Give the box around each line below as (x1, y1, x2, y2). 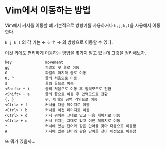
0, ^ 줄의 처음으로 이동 (5, 76, 77, 81)
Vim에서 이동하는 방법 (5, 5, 91, 16)
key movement (5, 60, 64, 65)
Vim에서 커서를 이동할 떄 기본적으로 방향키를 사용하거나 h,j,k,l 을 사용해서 (5, 22, 151, 28)
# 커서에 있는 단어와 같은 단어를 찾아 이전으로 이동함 (5, 129, 136, 134)
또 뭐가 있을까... (5, 138, 36, 144)
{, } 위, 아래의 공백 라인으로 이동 (5, 97, 98, 102)
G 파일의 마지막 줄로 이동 (5, 70, 86, 75)
